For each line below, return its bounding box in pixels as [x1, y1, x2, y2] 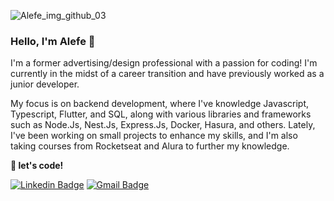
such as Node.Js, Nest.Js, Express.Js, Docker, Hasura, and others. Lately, [10, 119, 316, 131]
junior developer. [10, 78, 80, 90]
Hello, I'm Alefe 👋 [10, 34, 96, 48]
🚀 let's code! [10, 160, 64, 172]
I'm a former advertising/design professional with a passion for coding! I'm [10, 57, 318, 69]
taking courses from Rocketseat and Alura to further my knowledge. [10, 140, 290, 152]
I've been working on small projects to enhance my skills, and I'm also [10, 130, 298, 142]
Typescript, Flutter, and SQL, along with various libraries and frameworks [10, 108, 312, 120]
